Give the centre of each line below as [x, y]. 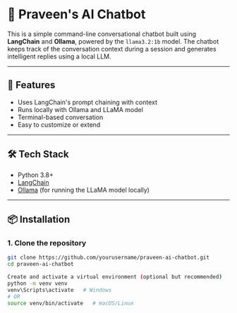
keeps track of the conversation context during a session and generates [112, 49]
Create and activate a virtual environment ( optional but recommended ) [115, 277]
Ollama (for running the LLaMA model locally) [84, 190]
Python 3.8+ [36, 175]
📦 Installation [39, 219]
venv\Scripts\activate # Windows [60, 290]
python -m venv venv [38, 283]
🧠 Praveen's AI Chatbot [77, 14]
